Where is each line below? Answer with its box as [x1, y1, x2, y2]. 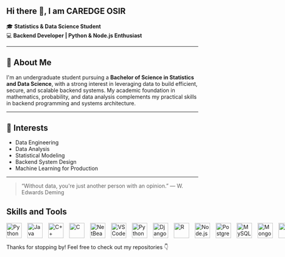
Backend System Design [15, 158, 77, 166]
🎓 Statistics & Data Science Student [6, 23, 102, 30]
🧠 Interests [6, 123, 49, 133]
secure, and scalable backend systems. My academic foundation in [6, 86, 175, 94]
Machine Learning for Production [15, 165, 99, 172]
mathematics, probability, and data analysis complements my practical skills [6, 93, 197, 100]
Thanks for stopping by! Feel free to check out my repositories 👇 [6, 244, 169, 251]
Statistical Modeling [15, 152, 65, 159]
